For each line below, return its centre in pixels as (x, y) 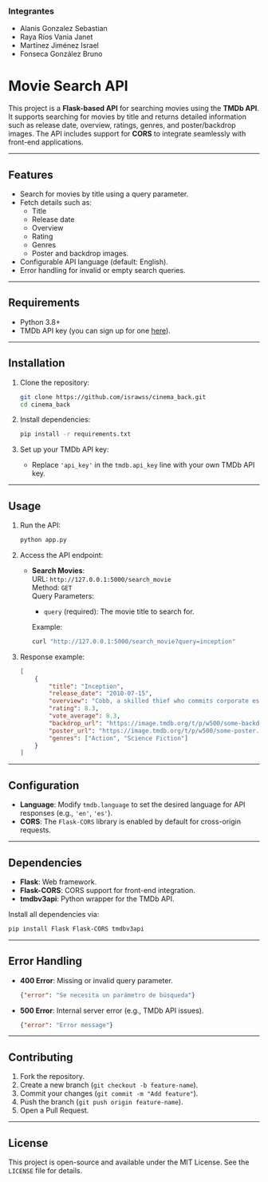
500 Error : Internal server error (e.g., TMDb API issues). (112, 1010)
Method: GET (52, 587)
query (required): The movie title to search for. (119, 611)
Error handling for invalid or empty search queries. (102, 271)
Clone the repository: (55, 382)
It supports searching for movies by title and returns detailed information (128, 117)
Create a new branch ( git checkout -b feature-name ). (109, 1085)
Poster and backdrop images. (80, 254)
